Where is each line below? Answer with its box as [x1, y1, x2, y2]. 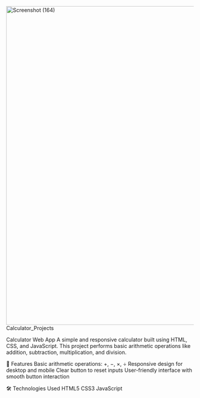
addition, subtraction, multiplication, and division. [6, 349, 127, 356]
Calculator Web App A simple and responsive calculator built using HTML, [6, 336, 187, 343]
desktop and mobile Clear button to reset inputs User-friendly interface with [6, 366, 192, 374]
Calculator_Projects [6, 325, 54, 331]
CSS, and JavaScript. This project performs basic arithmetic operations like [6, 343, 191, 349]
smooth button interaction [6, 373, 70, 380]
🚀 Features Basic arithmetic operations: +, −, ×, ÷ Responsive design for [6, 360, 183, 367]
